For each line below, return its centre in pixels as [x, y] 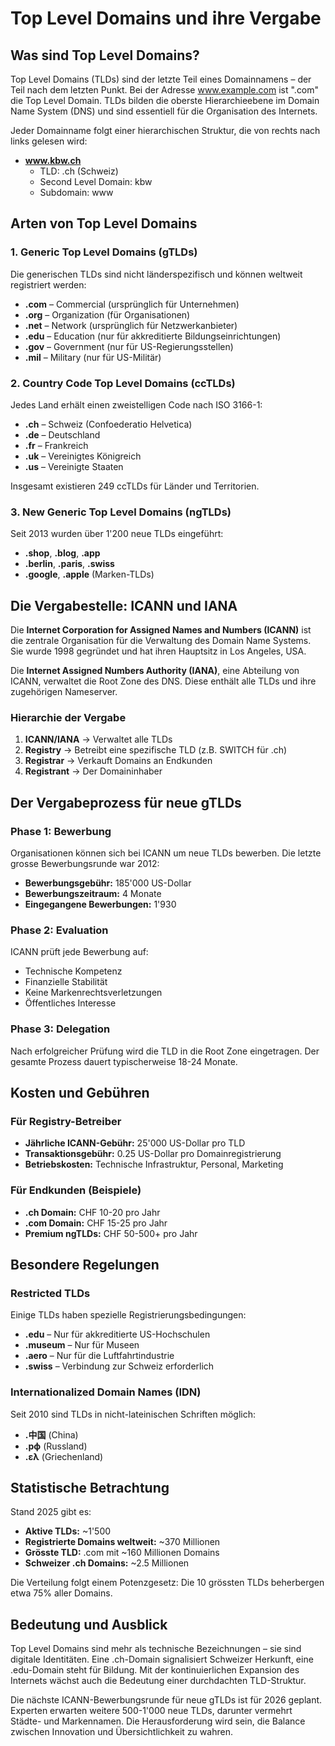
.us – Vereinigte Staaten [74, 466]
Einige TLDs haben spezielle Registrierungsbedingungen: [128, 1315]
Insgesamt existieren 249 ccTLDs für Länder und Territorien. [135, 486]
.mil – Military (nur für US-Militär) [93, 357]
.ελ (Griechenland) [64, 1456]
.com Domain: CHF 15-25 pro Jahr [96, 1223]
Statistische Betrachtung [90, 1488]
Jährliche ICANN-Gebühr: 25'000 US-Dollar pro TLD [135, 1143]
